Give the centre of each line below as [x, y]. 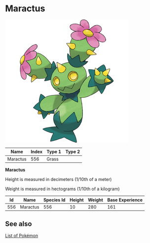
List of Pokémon [22, 236]
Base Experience [125, 200]
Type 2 [73, 152]
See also [19, 224]
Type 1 [54, 152]
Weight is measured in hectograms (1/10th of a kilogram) [62, 189]
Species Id [55, 200]
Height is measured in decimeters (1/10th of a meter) [58, 180]
